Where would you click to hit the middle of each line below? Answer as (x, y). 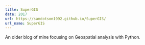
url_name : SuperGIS (25, 23)
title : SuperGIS (22, 10)
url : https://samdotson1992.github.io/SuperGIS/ (56, 19)
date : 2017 (16, 14)
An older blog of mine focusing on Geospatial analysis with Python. (73, 37)
